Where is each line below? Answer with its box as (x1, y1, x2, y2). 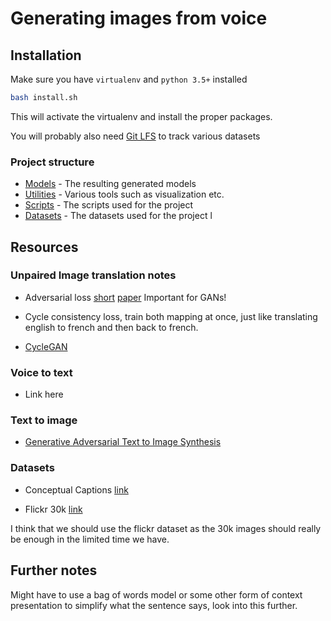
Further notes (10, 562, 98, 579)
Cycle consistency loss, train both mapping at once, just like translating (24, 310, 318, 322)
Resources (10, 238, 79, 256)
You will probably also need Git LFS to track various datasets (10, 130, 261, 142)
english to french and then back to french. (24, 321, 199, 333)
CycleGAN (24, 340, 68, 352)
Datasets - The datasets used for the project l (24, 210, 213, 222)
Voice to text (10, 365, 73, 379)
